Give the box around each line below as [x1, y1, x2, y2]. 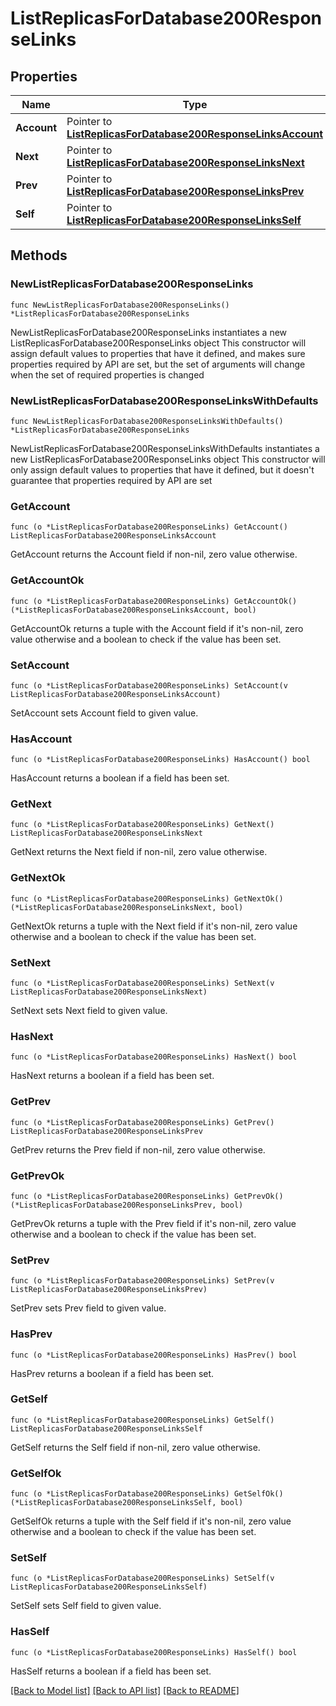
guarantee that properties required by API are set [10, 474, 213, 486]
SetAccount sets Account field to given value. [10, 707, 199, 719]
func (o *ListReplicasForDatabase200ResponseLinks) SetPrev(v [10, 1276, 275, 1286]
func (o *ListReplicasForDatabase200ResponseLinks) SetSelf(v [10, 1573, 275, 1584]
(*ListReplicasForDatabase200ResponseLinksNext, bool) [10, 902, 244, 912]
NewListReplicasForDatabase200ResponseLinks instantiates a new [10, 326, 288, 338]
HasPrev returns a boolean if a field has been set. [10, 1367, 215, 1379]
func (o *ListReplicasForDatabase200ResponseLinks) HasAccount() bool [10, 755, 311, 765]
